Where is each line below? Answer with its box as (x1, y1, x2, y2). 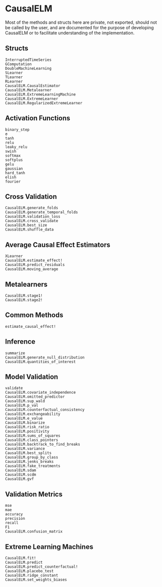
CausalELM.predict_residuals (5, 263, 65, 268)
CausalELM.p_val (5, 403, 38, 408)
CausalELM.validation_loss (5, 214, 61, 219)
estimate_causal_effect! (5, 324, 56, 329)
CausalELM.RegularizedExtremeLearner (5, 100, 83, 105)
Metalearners (5, 280, 48, 288)
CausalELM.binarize (5, 420, 45, 425)
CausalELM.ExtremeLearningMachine (5, 92, 76, 97)
